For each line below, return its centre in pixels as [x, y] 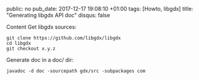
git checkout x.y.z [31, 48]
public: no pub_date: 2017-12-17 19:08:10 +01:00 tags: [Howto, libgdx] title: [100, 9]
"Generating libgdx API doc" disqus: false [58, 15]
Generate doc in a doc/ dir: [40, 60]
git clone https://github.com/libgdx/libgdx [64, 38]
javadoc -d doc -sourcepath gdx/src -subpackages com [76, 71]
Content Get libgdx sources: [42, 27]
